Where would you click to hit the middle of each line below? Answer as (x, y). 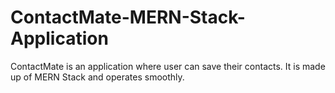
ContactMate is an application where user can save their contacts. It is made (168, 66)
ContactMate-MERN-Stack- (128, 17)
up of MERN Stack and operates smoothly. (97, 77)
